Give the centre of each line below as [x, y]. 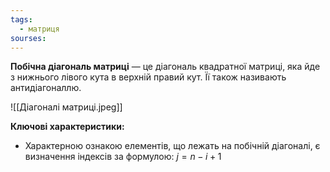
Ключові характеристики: [67, 127]
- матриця [39, 29]
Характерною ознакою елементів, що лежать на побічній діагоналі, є [172, 146]
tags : [21, 19]
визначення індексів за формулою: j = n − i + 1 [123, 157]
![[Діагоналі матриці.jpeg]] [66, 107]
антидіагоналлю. [46, 88]
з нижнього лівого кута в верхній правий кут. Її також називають [148, 77]
